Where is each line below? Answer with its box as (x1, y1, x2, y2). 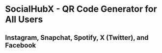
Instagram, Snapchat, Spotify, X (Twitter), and (5, 33, 149, 42)
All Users (5, 14, 43, 25)
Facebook (5, 41, 36, 50)
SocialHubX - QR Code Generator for (5, 3, 157, 15)
